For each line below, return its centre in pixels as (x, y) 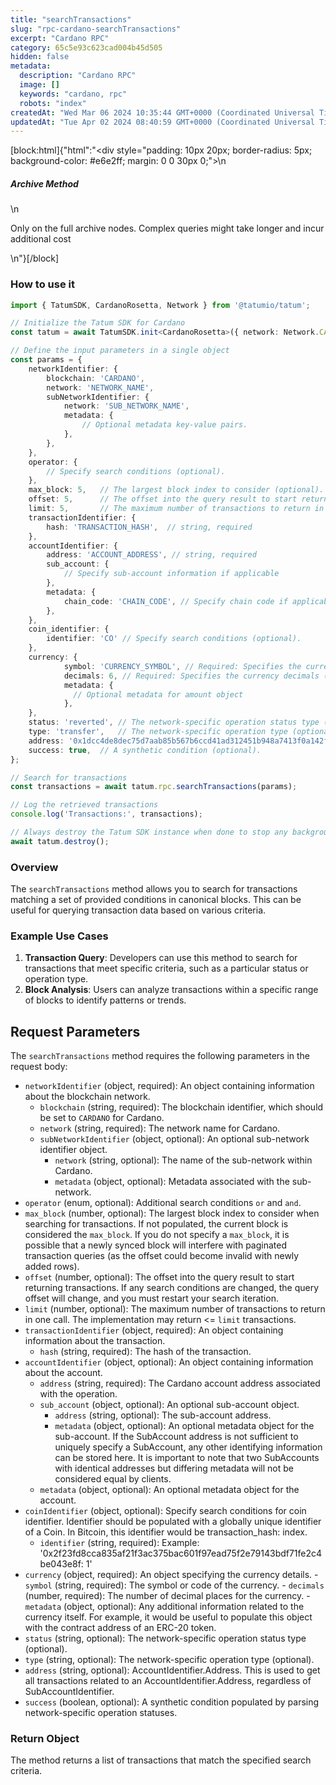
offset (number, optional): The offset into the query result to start (159, 1277)
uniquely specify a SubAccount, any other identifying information (188, 1447)
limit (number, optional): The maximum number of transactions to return (175, 1309)
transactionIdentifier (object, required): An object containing (154, 1330)
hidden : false (40, 57)
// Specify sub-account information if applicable (171, 574)
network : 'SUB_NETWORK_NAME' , (126, 406)
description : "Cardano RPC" (78, 76)
